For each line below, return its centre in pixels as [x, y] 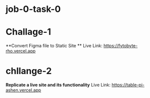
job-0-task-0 [33, 9]
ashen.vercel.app [23, 90]
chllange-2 [29, 71]
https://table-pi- [128, 85]
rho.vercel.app [21, 51]
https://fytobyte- [121, 46]
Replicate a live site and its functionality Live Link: [58, 85]
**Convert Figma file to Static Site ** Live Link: [54, 46]
